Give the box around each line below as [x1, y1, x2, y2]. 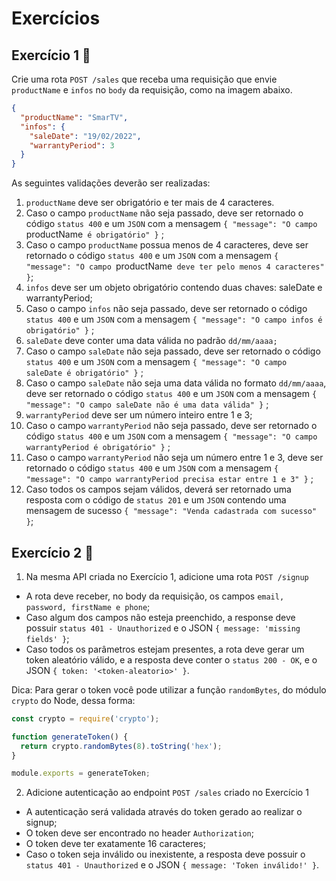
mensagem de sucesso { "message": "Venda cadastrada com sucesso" [25, 505, 318, 517]
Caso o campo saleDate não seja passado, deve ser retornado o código [25, 345, 321, 357]
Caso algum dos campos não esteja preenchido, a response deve [25, 611, 296, 623]
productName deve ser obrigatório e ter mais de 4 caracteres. [25, 197, 275, 209]
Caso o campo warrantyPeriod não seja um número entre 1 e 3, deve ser [25, 452, 324, 464]
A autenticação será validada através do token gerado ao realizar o [25, 806, 303, 818]
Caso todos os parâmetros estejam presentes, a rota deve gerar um [25, 643, 305, 655]
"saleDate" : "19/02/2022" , [29, 131, 142, 141]
